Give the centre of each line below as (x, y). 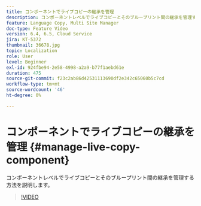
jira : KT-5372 (24, 40)
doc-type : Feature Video (37, 28)
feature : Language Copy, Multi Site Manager (63, 23)
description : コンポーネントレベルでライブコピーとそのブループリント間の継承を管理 (99, 17)
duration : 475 (24, 73)
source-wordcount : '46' (36, 90)
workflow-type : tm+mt (33, 84)
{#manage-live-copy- (85, 147)
